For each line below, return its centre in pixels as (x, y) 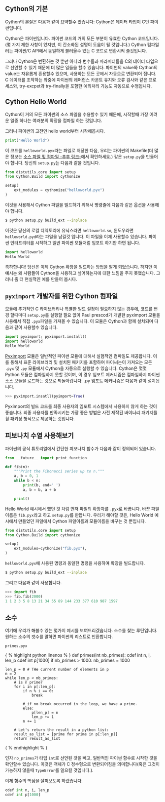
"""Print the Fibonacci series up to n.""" (59, 471)
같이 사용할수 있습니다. (36, 327)
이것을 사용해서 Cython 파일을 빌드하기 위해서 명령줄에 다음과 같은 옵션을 (76, 204)
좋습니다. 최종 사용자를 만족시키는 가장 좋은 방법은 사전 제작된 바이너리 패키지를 (81, 412)
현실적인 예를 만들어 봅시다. (51, 279)
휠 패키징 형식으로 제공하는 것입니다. (40, 418)
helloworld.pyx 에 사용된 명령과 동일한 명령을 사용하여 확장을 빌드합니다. (75, 563)
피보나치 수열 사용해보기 (39, 436)
